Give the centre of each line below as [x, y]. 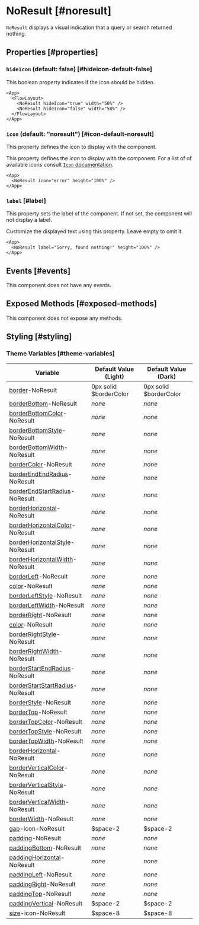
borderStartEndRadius [40, 668]
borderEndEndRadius [39, 474]
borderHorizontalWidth [41, 559]
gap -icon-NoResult [37, 828]
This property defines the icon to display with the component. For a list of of [99, 158]
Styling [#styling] [39, 337]
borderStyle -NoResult [40, 703]
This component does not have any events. [59, 285]
